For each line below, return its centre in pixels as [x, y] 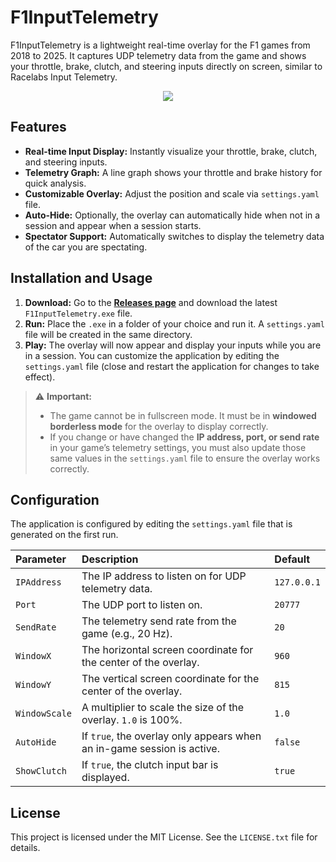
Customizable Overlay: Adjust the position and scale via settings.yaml [172, 193]
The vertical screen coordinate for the [170, 679]
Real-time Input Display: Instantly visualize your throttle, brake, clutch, [171, 151]
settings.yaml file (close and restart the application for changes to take [172, 366]
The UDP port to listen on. [142, 605]
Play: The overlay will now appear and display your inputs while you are [173, 345]
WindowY [33, 685]
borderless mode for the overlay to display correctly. [159, 426]
